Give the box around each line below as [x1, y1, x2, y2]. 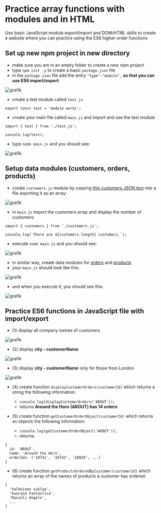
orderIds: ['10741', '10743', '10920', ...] [9, 455, 101, 460]
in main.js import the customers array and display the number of [12, 209, 142, 215]
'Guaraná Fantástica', [9, 491, 55, 496]
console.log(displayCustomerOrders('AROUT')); [19, 400, 115, 404]
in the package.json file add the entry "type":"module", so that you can [12, 72, 155, 78]
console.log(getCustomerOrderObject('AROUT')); [19, 429, 117, 434]
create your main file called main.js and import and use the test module [12, 114, 155, 120]
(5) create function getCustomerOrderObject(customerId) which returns [12, 413, 154, 419]
